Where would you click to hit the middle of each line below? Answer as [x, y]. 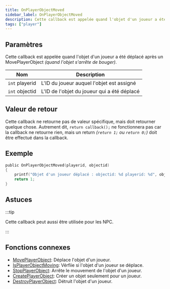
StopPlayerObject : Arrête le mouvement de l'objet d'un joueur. [77, 270]
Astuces [19, 200]
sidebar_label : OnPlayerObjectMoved [44, 15]
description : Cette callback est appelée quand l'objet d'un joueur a [81, 19]
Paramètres [24, 44]
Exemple [19, 154]
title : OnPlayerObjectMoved [35, 10]
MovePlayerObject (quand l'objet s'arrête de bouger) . [61, 62]
